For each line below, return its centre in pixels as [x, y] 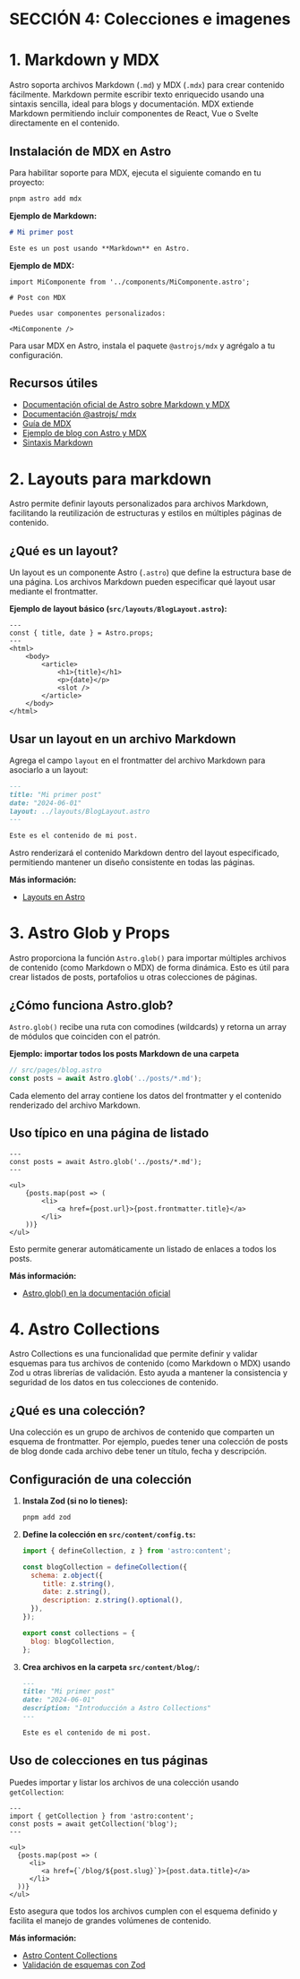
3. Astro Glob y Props [90, 934]
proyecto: [27, 182]
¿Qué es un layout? [64, 551]
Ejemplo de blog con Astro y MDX [85, 433]
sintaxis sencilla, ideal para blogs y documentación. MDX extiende [132, 104]
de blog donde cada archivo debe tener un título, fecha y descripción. [138, 1452]
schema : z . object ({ [67, 1575]
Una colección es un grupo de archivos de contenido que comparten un [142, 1432]
